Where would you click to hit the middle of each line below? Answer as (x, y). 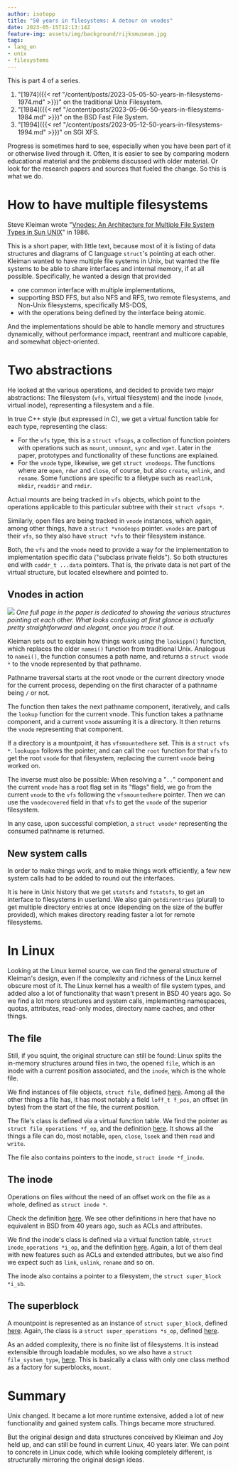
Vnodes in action (45, 595)
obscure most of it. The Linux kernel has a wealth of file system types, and (117, 986)
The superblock (43, 1306)
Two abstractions (60, 370)
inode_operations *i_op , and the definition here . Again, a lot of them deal (115, 1247)
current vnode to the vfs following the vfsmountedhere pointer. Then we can (117, 795)
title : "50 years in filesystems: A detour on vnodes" (90, 21)
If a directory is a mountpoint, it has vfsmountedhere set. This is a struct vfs (118, 743)
